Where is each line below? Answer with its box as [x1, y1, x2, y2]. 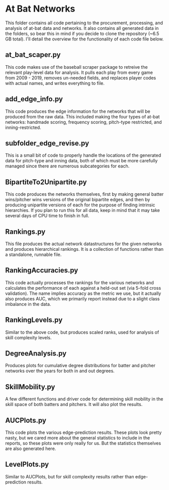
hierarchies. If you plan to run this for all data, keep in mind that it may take [5, 207, 160, 213]
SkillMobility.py [5, 382, 55, 391]
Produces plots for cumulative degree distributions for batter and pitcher [5, 363, 156, 369]
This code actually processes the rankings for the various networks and [5, 279, 154, 286]
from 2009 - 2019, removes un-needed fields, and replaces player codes [5, 74, 156, 81]
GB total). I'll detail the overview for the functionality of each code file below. [5, 36, 164, 42]
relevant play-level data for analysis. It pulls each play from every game [5, 69, 153, 75]
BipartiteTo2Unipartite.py [5, 177, 87, 186]
